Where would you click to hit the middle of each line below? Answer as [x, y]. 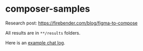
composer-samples [48, 9]
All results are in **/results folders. [43, 33]
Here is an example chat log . [35, 43]
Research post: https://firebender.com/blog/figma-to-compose [71, 23]
